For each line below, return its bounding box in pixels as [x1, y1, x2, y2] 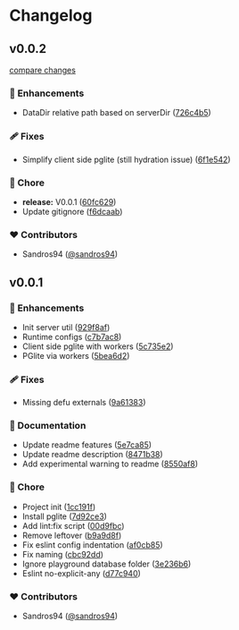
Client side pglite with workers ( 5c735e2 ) [21, 341, 174, 352]
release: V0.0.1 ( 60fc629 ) [21, 196, 117, 207]
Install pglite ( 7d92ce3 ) [21, 511, 107, 522]
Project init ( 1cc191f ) [21, 501, 96, 512]
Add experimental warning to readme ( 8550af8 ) [21, 458, 199, 470]
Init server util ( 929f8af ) [21, 321, 111, 332]
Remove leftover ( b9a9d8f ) [21, 530, 122, 541]
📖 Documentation [9, 420, 87, 432]
